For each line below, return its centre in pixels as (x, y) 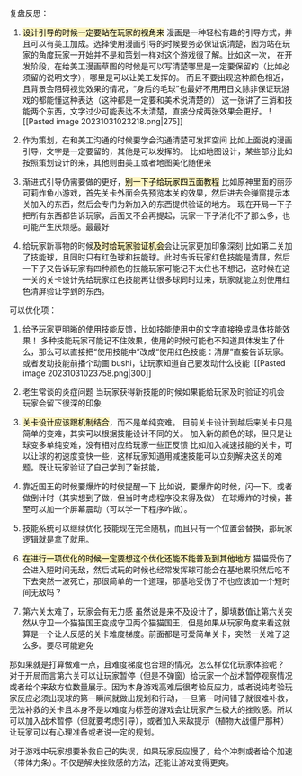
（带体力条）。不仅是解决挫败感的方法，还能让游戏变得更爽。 (121, 762)
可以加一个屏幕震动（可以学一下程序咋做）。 (111, 509)
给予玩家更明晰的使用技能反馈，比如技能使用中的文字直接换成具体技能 (152, 329)
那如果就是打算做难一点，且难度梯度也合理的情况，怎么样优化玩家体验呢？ (147, 664)
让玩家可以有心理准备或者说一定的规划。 (84, 732)
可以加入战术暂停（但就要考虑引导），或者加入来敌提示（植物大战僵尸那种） (149, 721)
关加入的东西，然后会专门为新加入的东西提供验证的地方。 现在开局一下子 (157, 204)
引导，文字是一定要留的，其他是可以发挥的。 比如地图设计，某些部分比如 (157, 151)
